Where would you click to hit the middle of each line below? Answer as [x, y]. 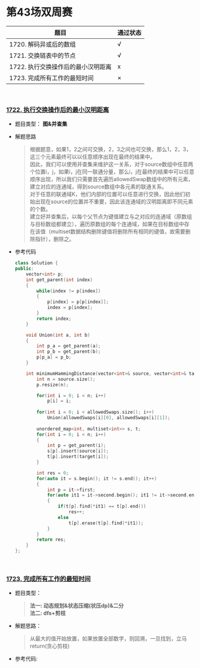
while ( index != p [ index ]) [69, 291]
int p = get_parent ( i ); [76, 446]
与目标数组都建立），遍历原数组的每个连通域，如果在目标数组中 [107, 224]
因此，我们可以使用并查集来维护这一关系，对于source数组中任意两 [111, 164]
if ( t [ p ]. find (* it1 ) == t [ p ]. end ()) [102, 507]
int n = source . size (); [66, 379]
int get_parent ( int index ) [59, 280]
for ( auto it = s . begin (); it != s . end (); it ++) [97, 478]
